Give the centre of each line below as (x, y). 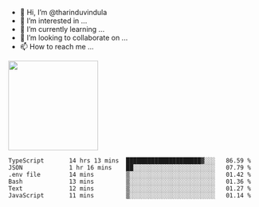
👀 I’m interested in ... (53, 21)
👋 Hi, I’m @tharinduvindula (63, 12)
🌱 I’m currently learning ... (62, 29)
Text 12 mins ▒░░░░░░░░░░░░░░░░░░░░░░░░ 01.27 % (129, 189)
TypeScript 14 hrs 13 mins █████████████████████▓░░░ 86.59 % (129, 161)
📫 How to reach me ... (57, 47)
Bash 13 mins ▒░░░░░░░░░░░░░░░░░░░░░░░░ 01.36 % (129, 182)
